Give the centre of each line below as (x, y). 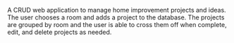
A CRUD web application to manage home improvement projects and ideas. (117, 10)
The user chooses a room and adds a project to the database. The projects (116, 17)
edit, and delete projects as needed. (60, 32)
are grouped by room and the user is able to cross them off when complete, (117, 25)
